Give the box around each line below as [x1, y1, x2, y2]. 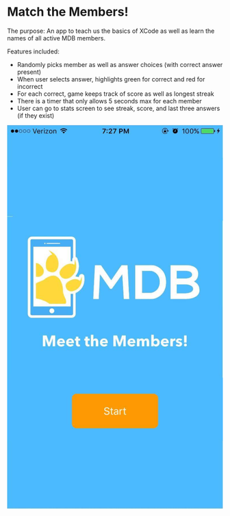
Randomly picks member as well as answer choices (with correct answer [16, 60, 223, 68]
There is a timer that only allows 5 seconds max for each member [16, 96, 202, 105]
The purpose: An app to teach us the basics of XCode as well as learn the [7, 27, 215, 35]
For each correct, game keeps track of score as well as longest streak [16, 90, 214, 98]
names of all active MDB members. [7, 34, 106, 42]
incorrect [16, 82, 43, 90]
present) [16, 68, 42, 76]
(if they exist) [16, 111, 55, 120]
